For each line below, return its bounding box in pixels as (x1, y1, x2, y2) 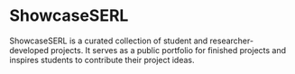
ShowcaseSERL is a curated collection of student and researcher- (9, 35, 254, 46)
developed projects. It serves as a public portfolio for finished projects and (9, 44, 287, 55)
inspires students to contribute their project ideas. (9, 54, 196, 65)
